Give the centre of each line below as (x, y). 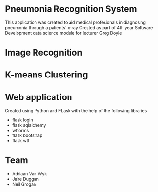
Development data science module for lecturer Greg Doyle (63, 33)
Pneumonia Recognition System (71, 9)
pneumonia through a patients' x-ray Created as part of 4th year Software (79, 27)
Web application (39, 97)
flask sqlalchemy (29, 125)
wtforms (20, 131)
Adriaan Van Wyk (29, 174)
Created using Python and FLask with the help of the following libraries (76, 111)
